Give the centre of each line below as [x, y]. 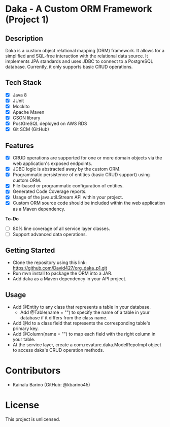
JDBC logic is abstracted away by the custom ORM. [66, 169]
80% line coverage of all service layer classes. [61, 228]
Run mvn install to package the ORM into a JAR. [62, 273]
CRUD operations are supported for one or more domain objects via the [87, 158]
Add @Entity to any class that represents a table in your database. [82, 307]
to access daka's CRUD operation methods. [58, 350]
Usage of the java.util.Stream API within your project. [68, 197]
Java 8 [20, 95]
